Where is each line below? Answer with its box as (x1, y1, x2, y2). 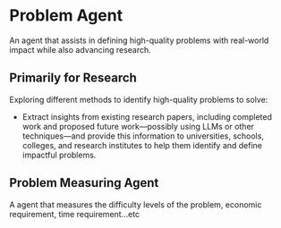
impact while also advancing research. (9, 44, 152, 55)
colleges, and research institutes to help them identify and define (21, 139, 262, 150)
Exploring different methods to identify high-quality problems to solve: (9, 94, 268, 105)
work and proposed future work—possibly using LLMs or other (21, 121, 255, 131)
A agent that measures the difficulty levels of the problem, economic (9, 198, 262, 210)
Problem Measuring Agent (9, 175, 159, 190)
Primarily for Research (9, 71, 137, 86)
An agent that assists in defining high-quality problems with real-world (9, 35, 269, 46)
